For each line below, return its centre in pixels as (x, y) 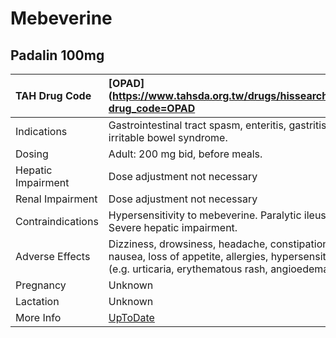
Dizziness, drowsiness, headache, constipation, (220, 244)
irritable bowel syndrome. (168, 137)
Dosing (32, 154)
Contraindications (57, 221)
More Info (38, 317)
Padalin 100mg (57, 55)
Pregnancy (41, 285)
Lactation (37, 301)
